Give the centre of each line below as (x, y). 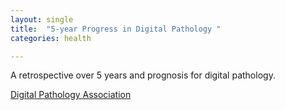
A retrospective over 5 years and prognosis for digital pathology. (143, 75)
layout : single (42, 19)
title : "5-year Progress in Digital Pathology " (116, 29)
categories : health (51, 38)
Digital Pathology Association (71, 95)
